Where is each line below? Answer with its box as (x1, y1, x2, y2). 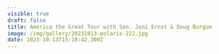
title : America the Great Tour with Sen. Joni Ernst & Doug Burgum (7, 23, 213, 30)
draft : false (7, 17, 46, 24)
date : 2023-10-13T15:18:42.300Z (7, 36, 103, 43)
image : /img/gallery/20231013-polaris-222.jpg (7, 29, 148, 37)
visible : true (7, 10, 50, 18)
